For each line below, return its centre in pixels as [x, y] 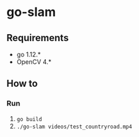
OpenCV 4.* [34, 62]
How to [22, 84]
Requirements [38, 38]
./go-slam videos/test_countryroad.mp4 [74, 127]
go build [29, 119]
